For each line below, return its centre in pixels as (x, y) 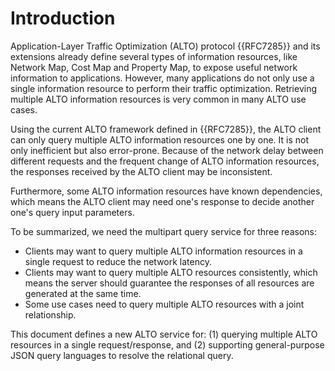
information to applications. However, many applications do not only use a (162, 78)
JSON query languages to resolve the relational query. (122, 355)
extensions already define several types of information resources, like (154, 56)
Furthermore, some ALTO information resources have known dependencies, (166, 191)
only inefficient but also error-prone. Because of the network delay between (167, 150)
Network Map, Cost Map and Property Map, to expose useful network (154, 67)
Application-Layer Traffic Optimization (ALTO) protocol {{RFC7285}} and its (165, 46)
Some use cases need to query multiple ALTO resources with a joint (164, 304)
